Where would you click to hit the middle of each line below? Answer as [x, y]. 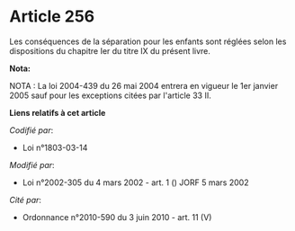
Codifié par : [31, 130]
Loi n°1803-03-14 [55, 147]
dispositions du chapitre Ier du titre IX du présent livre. [110, 50]
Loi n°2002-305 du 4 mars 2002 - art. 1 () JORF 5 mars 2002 [135, 182]
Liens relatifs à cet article [58, 112]
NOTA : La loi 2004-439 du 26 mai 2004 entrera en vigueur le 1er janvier [144, 85]
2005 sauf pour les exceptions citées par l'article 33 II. [110, 95]
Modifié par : [32, 164]
